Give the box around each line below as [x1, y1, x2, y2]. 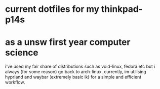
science [5, 47, 39, 58]
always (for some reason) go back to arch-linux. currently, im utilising [5, 69, 147, 75]
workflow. [5, 79, 25, 85]
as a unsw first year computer [5, 37, 131, 48]
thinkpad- [101, 3, 143, 15]
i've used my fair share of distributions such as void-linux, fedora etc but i [5, 63, 156, 70]
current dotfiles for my [5, 3, 100, 15]
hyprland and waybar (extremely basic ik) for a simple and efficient [5, 74, 142, 80]
